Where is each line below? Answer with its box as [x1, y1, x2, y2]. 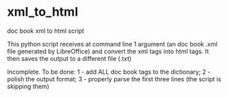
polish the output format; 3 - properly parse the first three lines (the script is [7, 74, 221, 83]
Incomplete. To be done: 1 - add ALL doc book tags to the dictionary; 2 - [7, 68, 211, 76]
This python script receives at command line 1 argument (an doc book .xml [7, 40, 218, 48]
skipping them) [7, 82, 50, 90]
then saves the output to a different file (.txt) [7, 54, 132, 62]
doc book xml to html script [7, 27, 84, 35]
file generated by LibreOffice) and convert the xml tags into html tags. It [7, 47, 210, 55]
